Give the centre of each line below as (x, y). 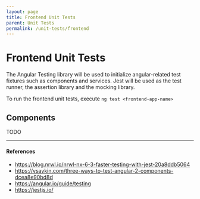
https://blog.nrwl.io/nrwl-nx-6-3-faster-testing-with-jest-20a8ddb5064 (102, 164)
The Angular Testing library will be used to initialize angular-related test (93, 75)
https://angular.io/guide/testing (53, 183)
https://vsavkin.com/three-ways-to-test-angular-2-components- (94, 171)
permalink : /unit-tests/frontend (48, 28)
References (21, 151)
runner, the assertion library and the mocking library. (71, 87)
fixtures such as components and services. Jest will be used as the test (94, 81)
